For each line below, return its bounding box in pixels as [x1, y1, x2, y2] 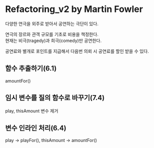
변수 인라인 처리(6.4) [5, 123, 66, 132]
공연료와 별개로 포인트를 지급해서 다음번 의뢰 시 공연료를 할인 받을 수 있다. [5, 48, 149, 54]
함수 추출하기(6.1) [5, 64, 57, 73]
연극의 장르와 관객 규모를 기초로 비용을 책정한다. [5, 31, 99, 37]
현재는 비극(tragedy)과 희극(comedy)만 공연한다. [5, 37, 102, 43]
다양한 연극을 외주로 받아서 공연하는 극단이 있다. [5, 20, 99, 26]
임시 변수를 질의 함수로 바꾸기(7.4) [5, 93, 105, 102]
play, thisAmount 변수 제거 [5, 107, 58, 113]
